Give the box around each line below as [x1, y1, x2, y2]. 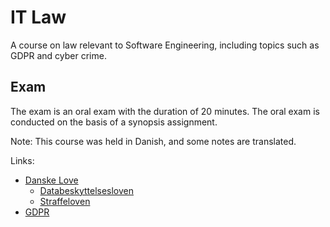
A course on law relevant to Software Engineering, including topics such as [10, 39, 320, 51]
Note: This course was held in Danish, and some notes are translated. [10, 135, 297, 147]
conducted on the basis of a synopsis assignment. [10, 116, 218, 128]
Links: [10, 154, 35, 166]
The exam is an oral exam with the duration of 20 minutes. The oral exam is [10, 105, 320, 117]
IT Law [10, 6, 67, 29]
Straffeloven [39, 195, 91, 207]
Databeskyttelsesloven [39, 184, 135, 196]
